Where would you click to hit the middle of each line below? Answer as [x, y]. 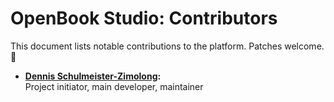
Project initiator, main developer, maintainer [114, 86]
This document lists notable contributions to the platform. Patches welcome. [167, 46]
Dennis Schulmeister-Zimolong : [93, 76]
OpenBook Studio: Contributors [144, 18]
